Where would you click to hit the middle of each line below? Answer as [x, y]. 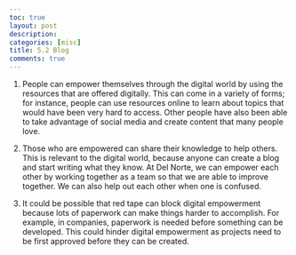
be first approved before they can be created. [105, 241]
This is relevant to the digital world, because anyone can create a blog [151, 158]
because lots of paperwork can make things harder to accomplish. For [151, 213]
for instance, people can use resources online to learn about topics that [153, 103]
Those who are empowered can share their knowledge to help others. [150, 148]
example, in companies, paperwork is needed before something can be [152, 222]
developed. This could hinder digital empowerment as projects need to [152, 231]
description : [33, 34]
